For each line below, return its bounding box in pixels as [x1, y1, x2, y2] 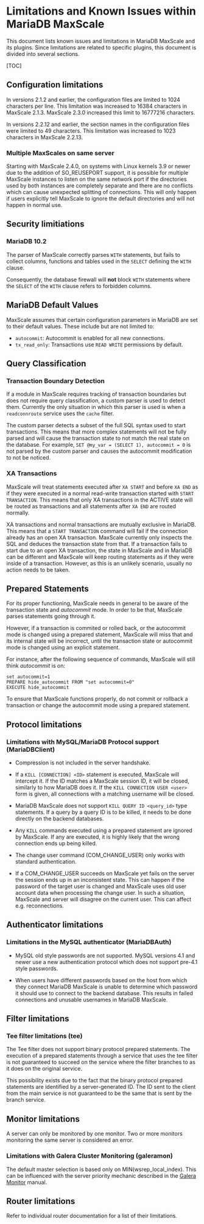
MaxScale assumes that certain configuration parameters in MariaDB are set [6, 316, 198, 323]
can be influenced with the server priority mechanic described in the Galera [6, 1172, 197, 1179]
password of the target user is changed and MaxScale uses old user [15, 883, 187, 890]
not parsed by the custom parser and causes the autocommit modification [6, 447, 192, 455]
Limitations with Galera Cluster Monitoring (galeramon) [6, 1152, 174, 1160]
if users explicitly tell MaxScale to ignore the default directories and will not [6, 195, 195, 202]
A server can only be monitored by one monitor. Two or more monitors [6, 1130, 183, 1138]
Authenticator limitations [6, 920, 104, 930]
